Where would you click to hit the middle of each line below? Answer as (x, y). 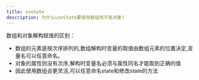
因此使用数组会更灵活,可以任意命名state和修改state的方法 (86, 70)
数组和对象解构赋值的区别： (41, 35)
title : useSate (25, 12)
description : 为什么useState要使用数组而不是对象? (66, 17)
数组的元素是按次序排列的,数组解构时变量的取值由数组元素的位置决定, (101, 48)
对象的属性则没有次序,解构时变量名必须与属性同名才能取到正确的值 (98, 63)
